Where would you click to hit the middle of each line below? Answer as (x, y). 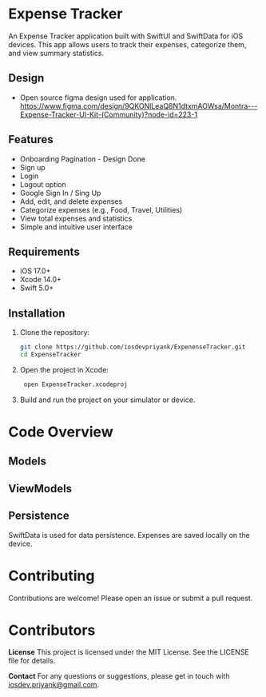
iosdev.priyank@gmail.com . (54, 685)
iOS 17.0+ (35, 271)
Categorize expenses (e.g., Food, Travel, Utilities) (101, 209)
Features (31, 139)
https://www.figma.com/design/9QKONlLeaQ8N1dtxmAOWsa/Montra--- (139, 106)
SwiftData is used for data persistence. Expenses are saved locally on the (129, 535)
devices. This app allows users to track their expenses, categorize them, (127, 44)
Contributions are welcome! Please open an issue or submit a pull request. (131, 598)
